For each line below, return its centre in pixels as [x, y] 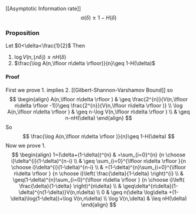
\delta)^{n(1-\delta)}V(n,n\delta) [57, 192]
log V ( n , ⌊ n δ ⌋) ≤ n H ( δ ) [40, 57]
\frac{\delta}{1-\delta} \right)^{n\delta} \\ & [70, 186]
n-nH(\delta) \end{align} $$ [99, 118]
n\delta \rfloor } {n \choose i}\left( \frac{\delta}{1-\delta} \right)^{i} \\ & [99, 173]
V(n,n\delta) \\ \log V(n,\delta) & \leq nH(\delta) [130, 198]
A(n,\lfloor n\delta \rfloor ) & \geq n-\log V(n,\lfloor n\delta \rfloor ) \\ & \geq [99, 112]
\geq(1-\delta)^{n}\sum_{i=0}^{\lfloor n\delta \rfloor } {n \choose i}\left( [99, 179]
